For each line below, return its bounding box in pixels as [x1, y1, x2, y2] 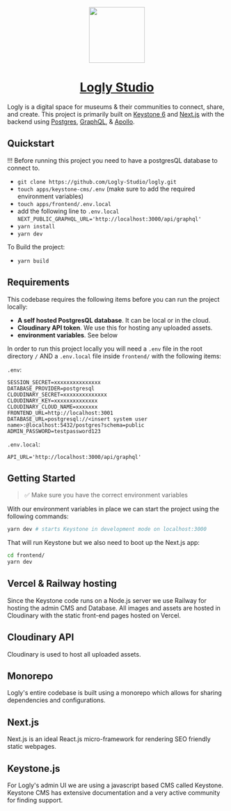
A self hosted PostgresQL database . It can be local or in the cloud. [17, 316, 211, 324]
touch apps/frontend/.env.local [17, 200, 111, 207]
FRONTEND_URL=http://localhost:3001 [7, 409, 113, 416]
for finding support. [7, 796, 63, 805]
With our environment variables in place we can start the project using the [7, 505, 219, 513]
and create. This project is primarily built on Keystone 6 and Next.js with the [7, 110, 225, 118]
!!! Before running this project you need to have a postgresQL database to [7, 156, 218, 164]
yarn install [17, 223, 56, 230]
